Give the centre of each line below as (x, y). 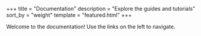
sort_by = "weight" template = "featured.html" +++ (69, 15)
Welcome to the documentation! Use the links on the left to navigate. (91, 27)
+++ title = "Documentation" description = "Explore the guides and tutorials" (101, 9)
